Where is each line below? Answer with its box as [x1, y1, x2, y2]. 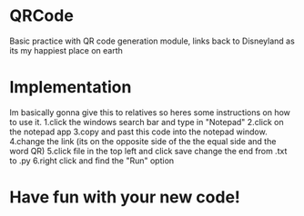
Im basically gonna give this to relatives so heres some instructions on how [9, 106, 291, 118]
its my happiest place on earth [9, 44, 123, 55]
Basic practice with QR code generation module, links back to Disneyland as [9, 35, 296, 46]
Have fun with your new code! [9, 187, 241, 208]
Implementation [9, 77, 132, 98]
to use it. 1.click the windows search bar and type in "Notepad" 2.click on [9, 116, 284, 127]
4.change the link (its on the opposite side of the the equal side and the [9, 135, 277, 146]
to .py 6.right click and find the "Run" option [9, 155, 175, 166]
